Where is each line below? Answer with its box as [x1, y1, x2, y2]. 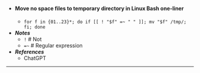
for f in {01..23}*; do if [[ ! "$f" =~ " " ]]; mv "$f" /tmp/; [23, 19, 187, 25]
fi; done [23, 24, 46, 30]
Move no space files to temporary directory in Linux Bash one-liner [14, 5, 184, 12]
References [14, 48, 45, 56]
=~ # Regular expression [23, 42, 83, 49]
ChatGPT [23, 55, 46, 62]
